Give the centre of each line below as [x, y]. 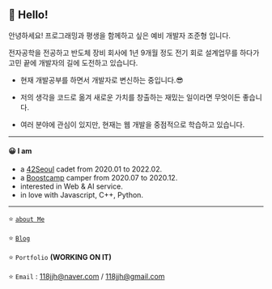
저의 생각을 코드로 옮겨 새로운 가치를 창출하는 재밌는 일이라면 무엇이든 [130, 97]
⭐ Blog [19, 238]
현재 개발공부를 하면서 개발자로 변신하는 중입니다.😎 [102, 80]
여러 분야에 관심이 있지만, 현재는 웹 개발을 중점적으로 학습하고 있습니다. [132, 124]
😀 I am [20, 151]
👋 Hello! [28, 15]
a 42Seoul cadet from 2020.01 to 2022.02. [91, 169]
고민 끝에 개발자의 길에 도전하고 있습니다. [73, 62]
